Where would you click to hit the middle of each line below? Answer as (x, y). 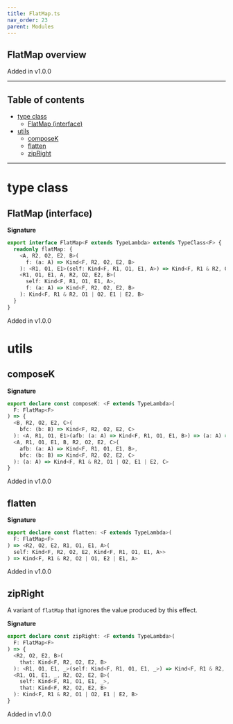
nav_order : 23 (28, 20)
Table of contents (46, 100)
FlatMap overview (47, 54)
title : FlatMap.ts (34, 14)
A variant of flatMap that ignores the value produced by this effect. (102, 610)
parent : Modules (31, 26)
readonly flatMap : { (43, 249)
